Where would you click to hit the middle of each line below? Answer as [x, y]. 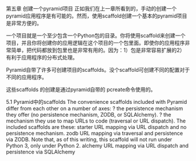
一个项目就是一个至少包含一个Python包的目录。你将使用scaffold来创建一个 [96, 36]
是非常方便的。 [24, 23]
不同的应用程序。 [27, 77]
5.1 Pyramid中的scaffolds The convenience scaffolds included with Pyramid [97, 102]
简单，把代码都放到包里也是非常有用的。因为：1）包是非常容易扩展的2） [98, 50]
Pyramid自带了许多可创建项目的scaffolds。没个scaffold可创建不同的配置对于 [98, 70]
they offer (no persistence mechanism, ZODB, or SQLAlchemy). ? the [89, 115]
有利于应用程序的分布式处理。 [42, 57]
